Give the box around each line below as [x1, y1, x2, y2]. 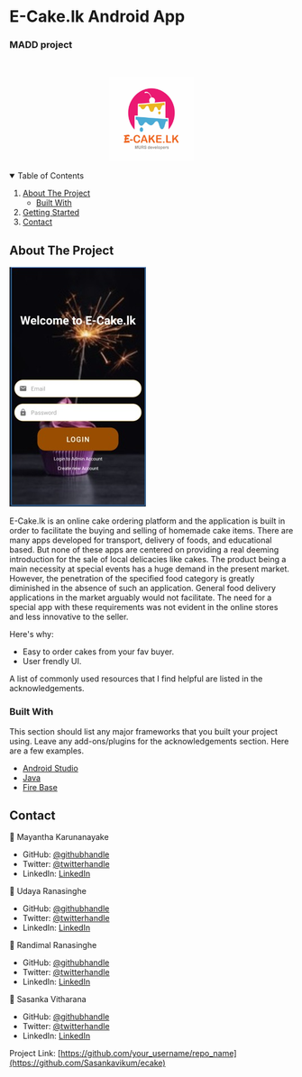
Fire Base [22, 781, 59, 792]
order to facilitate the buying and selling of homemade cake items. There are [9, 525, 294, 536]
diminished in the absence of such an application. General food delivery [9, 583, 277, 594]
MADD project [9, 39, 73, 51]
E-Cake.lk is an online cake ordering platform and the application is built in [9, 516, 286, 526]
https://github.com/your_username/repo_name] [59, 1048, 237, 1059]
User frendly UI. [22, 656, 82, 667]
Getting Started [22, 207, 79, 218]
